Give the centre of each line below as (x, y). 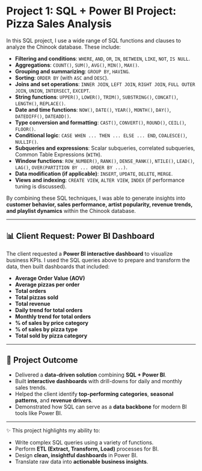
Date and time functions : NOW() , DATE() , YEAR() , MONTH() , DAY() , (93, 109)
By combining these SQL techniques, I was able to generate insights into (96, 198)
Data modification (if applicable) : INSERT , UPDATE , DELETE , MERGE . (94, 173)
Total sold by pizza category (51, 336)
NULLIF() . (27, 141)
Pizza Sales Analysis (59, 24)
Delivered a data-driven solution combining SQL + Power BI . (90, 375)
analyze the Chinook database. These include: (64, 47)
